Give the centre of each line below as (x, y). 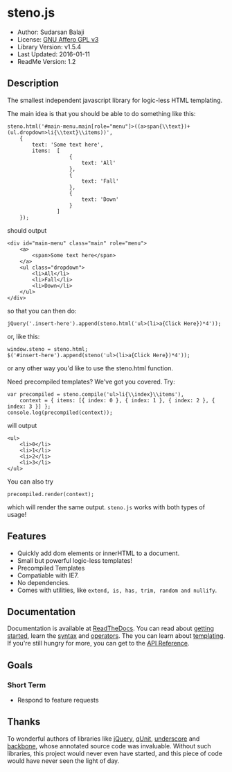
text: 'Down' (100, 199)
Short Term (27, 684)
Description (33, 84)
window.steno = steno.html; (48, 349)
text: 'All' (99, 163)
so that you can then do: (42, 311)
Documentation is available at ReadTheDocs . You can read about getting (111, 629)
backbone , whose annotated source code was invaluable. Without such (109, 746)
